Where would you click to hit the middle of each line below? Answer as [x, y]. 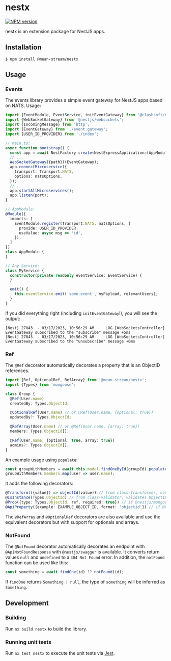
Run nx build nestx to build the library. [46, 629]
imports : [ [21, 219]
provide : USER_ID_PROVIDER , [49, 228]
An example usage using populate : [41, 460]
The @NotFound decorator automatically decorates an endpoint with [75, 546]
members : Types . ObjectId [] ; [40, 431]
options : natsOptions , [38, 176]
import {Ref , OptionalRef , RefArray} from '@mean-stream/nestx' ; [76, 380]
